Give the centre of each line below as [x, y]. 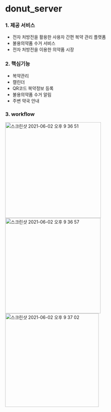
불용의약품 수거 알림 [32, 94]
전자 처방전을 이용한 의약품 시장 [43, 50]
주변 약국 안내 [26, 101]
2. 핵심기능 [18, 64]
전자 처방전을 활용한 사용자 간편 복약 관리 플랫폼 [59, 37]
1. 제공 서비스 [20, 26]
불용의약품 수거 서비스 [34, 44]
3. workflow [20, 114]
